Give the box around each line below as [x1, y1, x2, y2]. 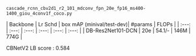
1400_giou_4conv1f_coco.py [6, 10, 72, 16]
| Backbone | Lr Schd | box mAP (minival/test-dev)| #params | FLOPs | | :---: [6, 21, 191, 27]
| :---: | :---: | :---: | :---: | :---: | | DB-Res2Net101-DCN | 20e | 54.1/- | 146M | [6, 27, 191, 34]
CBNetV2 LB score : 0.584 [6, 44, 70, 51]
